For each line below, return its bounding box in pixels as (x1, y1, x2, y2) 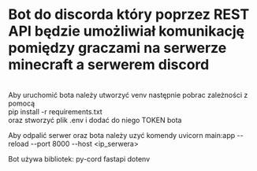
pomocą (8, 99, 35, 108)
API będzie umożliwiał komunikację (8, 22, 245, 40)
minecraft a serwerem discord (8, 56, 210, 74)
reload (8, 139, 29, 148)
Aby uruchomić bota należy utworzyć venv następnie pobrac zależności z (8, 90, 248, 99)
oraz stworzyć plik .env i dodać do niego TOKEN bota (8, 115, 182, 125)
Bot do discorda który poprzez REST (8, 6, 250, 24)
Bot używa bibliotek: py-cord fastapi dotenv (8, 154, 151, 163)
